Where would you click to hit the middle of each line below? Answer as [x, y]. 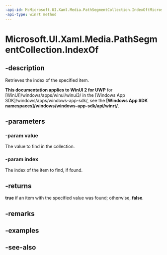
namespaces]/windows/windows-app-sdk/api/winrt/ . [62, 106]
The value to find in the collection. [40, 146]
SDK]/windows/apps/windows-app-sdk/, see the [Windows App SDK [77, 100]
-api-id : [14, 10]
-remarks [20, 213]
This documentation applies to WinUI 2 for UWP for [59, 90]
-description [25, 68]
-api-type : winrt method [31, 14]
